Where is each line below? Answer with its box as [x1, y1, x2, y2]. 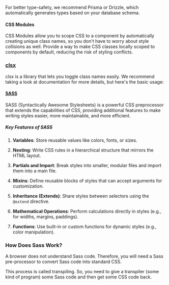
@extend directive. [12, 198, 50, 204]
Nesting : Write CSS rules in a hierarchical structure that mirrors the [12, 147, 154, 153]
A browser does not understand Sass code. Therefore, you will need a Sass [5, 253, 164, 259]
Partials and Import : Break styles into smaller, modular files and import [12, 162, 162, 168]
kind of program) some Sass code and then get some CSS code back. [5, 274, 152, 280]
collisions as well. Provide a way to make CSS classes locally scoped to [5, 43, 155, 50]
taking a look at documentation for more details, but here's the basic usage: [5, 79, 164, 85]
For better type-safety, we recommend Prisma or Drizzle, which [5, 5, 139, 10]
